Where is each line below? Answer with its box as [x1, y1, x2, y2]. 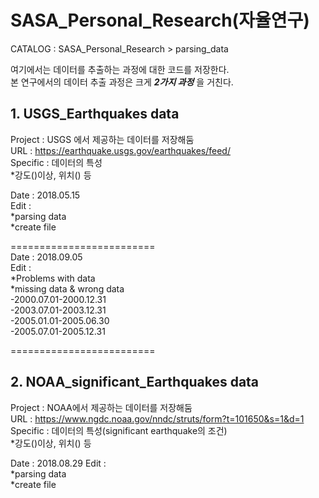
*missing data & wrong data [10, 282, 125, 295]
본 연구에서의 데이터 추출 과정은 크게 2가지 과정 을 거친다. [10, 76, 234, 88]
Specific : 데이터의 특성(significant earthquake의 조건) [10, 424, 228, 436]
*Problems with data [10, 272, 96, 284]
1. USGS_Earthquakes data [10, 106, 180, 123]
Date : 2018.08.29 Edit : [10, 457, 107, 469]
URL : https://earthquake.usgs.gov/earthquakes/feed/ [10, 144, 231, 156]
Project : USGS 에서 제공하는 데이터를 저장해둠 [10, 133, 195, 145]
